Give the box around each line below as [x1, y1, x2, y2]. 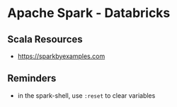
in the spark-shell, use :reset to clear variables [17, 91, 156, 100]
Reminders [7, 72, 57, 84]
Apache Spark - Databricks [7, 5, 171, 21]
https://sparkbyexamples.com [17, 52, 105, 60]
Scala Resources [7, 33, 83, 45]
